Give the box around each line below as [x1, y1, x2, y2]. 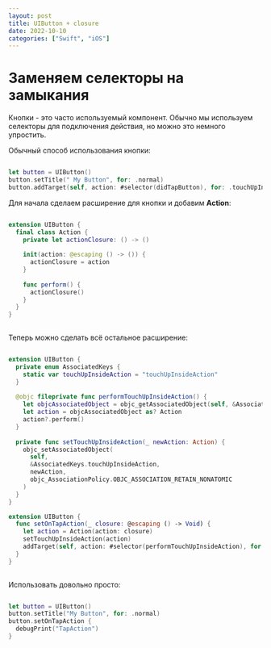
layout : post [8, 11, 52, 20]
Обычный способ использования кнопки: [8, 146, 151, 156]
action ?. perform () [23, 416, 85, 424]
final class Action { [15, 228, 89, 236]
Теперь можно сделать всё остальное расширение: [8, 332, 188, 343]
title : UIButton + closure [8, 19, 99, 27]
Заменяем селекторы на [8, 69, 184, 87]
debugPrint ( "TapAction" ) [15, 625, 99, 633]
